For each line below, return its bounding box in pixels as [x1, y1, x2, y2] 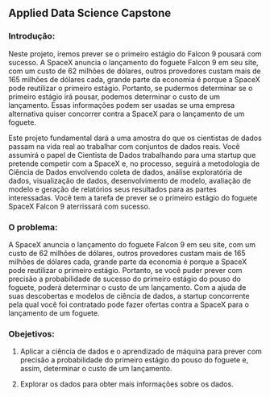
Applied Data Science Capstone [8, 6, 172, 20]
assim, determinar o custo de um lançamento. [19, 364, 172, 374]
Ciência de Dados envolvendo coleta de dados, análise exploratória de [8, 167, 243, 176]
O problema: [8, 221, 58, 233]
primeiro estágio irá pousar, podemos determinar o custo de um [8, 92, 220, 101]
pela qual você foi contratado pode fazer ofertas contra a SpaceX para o [8, 300, 250, 309]
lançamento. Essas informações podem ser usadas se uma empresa [8, 100, 235, 110]
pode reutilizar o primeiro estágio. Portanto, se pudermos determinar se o [8, 83, 253, 93]
